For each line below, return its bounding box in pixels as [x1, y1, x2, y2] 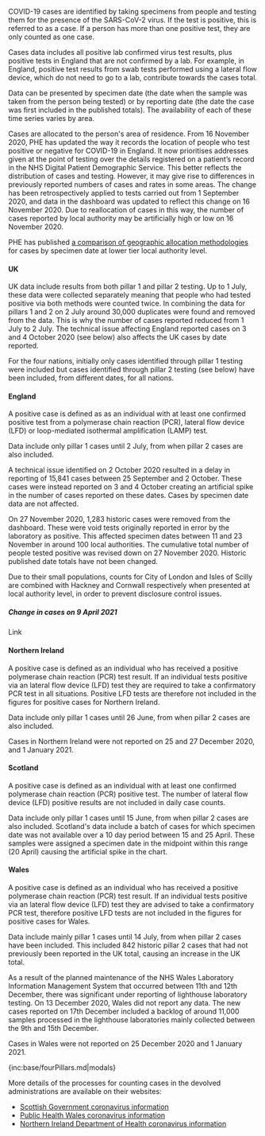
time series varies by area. [8, 114, 95, 123]
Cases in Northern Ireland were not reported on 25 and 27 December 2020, [8, 736, 255, 746]
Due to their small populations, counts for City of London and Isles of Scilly [8, 572, 253, 582]
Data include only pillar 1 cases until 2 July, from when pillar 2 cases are [8, 442, 244, 451]
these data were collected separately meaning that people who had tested [8, 290, 252, 300]
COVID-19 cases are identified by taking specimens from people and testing [8, 7, 256, 16]
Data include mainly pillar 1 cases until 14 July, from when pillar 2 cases [8, 932, 242, 941]
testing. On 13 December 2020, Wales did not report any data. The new [8, 998, 241, 1007]
